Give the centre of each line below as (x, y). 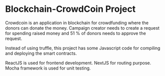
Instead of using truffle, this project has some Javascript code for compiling (83, 48)
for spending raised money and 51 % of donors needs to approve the (76, 33)
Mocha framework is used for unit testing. (48, 68)
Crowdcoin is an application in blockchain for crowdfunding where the (77, 23)
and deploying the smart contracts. (41, 53)
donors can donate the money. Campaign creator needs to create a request (82, 28)
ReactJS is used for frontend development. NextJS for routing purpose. (78, 63)
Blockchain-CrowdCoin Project (70, 9)
